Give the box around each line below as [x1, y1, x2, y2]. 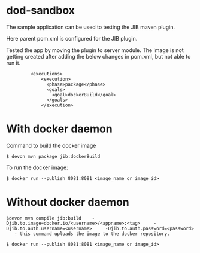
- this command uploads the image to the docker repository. [14, 231, 170, 237]
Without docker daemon [6, 196, 130, 209]
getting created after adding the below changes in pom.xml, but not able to [6, 53, 191, 60]
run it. [6, 59, 21, 66]
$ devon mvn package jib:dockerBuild [6, 153, 101, 159]
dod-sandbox [6, 4, 75, 17]
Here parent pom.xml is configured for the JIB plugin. [6, 35, 138, 42]
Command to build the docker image [6, 142, 96, 149]
